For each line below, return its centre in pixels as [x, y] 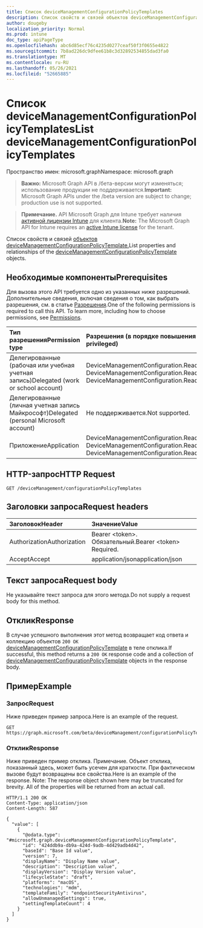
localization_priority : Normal [46, 29]
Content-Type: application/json [47, 803]
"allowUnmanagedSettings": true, [64, 898]
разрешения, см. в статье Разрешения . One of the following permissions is [101, 305]
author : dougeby [27, 23]
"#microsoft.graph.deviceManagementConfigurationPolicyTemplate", [92, 840]
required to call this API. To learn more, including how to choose [86, 311]
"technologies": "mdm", [52, 888]
